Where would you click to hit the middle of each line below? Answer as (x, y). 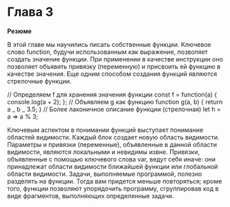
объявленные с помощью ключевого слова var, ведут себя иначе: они (112, 159)
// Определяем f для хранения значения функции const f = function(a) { (112, 95)
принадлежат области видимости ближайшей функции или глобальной (113, 166)
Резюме (20, 31)
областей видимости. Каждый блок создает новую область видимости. (113, 137)
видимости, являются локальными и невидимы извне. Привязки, (104, 152)
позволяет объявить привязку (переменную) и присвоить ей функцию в (114, 66)
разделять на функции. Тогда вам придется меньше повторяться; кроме (115, 181)
